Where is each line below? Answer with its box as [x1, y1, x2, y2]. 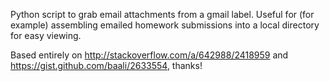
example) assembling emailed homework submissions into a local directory [10, 19, 320, 31]
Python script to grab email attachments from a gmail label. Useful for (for [10, 9, 315, 20]
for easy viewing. [10, 30, 82, 41]
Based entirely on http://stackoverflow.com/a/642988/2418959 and [10, 49, 289, 61]
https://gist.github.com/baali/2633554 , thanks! [10, 60, 203, 71]
